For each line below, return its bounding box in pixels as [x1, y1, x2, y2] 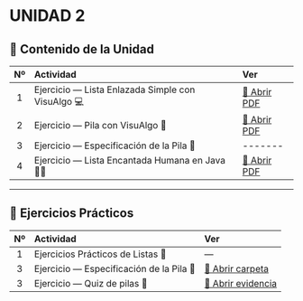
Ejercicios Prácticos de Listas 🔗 [34, 248, 167, 260]
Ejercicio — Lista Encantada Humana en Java [34, 155, 225, 166]
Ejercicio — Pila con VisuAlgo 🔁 [34, 119, 167, 131]
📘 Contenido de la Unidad [9, 42, 155, 57]
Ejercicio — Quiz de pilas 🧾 [34, 277, 148, 289]
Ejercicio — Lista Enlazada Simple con [34, 83, 196, 96]
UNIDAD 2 [9, 5, 86, 26]
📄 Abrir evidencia [204, 277, 278, 289]
